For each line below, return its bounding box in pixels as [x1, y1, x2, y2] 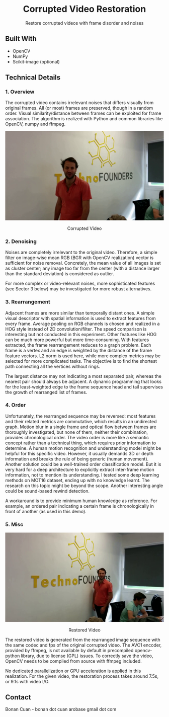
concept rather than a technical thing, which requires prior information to [5, 440, 156, 446]
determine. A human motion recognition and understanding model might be [5, 445, 161, 451]
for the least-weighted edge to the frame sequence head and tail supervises [5, 383, 163, 390]
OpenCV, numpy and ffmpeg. [5, 121, 66, 127]
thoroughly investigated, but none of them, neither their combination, [5, 429, 148, 435]
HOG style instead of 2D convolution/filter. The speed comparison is [5, 326, 147, 332]
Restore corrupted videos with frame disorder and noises [25, 20, 144, 26]
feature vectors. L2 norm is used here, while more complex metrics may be [5, 353, 161, 359]
